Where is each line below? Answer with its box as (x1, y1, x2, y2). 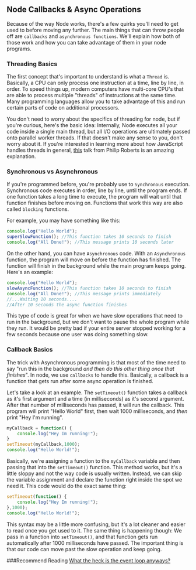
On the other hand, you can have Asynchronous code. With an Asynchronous (6, 250, 186, 257)
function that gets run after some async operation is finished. (6, 377, 153, 384)
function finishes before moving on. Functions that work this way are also (6, 199, 183, 207)
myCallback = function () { (6, 425, 72, 431)
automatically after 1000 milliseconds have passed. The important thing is (6, 539, 184, 547)
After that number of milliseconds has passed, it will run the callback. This (6, 401, 184, 408)
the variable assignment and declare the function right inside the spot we (6, 476, 183, 483)
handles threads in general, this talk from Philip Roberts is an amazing (6, 146, 174, 154)
